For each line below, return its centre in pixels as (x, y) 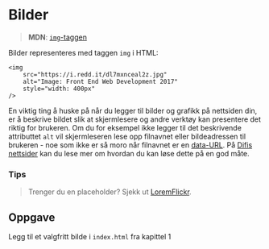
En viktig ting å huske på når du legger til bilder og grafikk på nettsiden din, (133, 110)
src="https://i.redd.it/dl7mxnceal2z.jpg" (95, 74)
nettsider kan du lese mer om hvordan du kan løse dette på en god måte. (129, 153)
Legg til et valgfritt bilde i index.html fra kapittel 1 (90, 237)
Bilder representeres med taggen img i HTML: (83, 52)
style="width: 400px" (59, 89)
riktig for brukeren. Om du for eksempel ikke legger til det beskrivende (125, 127)
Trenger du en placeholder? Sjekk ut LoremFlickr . (110, 192)
